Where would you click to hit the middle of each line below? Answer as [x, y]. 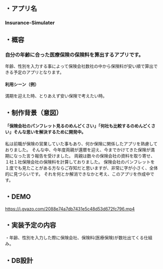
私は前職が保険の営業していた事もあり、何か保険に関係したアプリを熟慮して [81, 143]
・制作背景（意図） [34, 113]
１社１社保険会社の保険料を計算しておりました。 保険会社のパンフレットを [80, 162]
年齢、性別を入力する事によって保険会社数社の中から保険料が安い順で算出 [79, 66]
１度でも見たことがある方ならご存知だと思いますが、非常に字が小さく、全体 [81, 168]
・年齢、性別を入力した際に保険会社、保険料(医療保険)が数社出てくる [74, 238]
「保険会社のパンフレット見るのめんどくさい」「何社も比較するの [70, 126]
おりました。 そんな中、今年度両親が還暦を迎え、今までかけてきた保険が [78, 150]
